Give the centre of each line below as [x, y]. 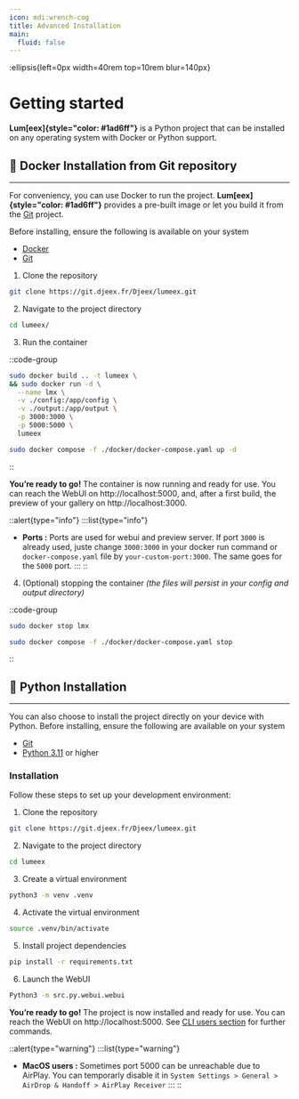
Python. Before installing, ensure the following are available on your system [147, 726]
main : [19, 34]
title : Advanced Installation [65, 26]
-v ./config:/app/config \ [67, 400]
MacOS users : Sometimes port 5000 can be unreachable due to [141, 1065]
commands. [31, 1031]
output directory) [53, 592]
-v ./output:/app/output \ [67, 409]
